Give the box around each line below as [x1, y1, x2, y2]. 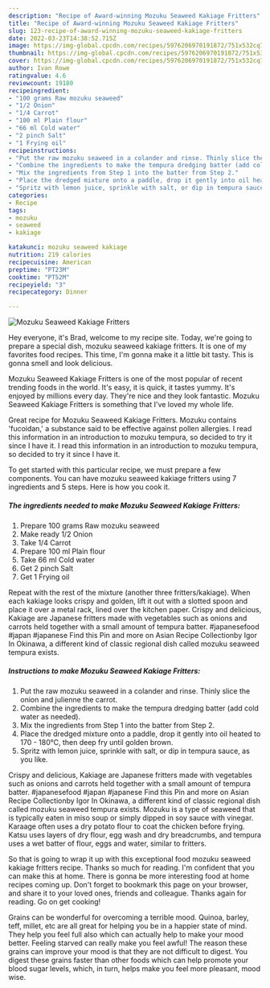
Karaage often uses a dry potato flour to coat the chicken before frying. [8, 821, 245, 831]
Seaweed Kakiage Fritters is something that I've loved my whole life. [8, 400, 235, 410]
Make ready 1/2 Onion [19, 529, 93, 539]
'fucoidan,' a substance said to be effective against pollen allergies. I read [8, 424, 252, 434]
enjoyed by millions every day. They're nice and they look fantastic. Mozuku [8, 391, 260, 401]
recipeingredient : [8, 86, 70, 95]
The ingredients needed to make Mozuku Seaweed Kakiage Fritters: [8, 500, 241, 510]
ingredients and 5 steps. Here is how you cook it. [8, 482, 170, 492]
